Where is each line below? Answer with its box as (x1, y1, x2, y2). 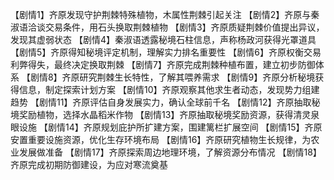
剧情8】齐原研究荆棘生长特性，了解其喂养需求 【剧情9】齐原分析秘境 (29, 71, 316, 83)
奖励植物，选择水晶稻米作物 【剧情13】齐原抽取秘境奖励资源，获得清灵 (18, 109, 312, 120)
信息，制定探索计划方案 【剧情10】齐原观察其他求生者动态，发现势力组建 (18, 84, 320, 95)
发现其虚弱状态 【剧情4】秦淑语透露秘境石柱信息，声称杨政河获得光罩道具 (10, 34, 317, 45)
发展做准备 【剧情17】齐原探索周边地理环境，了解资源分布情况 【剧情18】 (18, 146, 322, 158)
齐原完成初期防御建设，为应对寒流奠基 (10, 159, 168, 170)
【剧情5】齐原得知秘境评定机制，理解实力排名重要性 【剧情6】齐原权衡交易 (10, 46, 322, 58)
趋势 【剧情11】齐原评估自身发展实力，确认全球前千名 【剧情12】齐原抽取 (10, 96, 312, 108)
